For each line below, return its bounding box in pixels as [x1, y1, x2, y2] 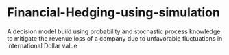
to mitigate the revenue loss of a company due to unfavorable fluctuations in [7, 34, 223, 42]
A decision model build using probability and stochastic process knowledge [7, 27, 221, 35]
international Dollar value [7, 41, 77, 50]
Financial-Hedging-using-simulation [7, 5, 221, 20]
